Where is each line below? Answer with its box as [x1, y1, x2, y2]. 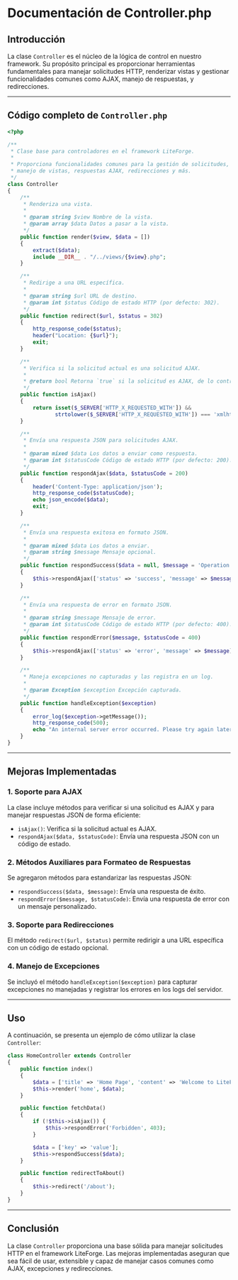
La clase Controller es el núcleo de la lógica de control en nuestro [7, 52, 202, 60]
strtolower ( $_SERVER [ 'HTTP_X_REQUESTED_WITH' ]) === [55, 410, 211, 418]
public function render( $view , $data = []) [20, 233, 151, 241]
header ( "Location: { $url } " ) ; [33, 332, 119, 339]
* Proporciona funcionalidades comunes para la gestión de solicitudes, [10, 161, 230, 168]
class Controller [7, 180, 59, 187]
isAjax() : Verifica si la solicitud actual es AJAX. [17, 824, 157, 833]
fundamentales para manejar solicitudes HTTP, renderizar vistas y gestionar [7, 67, 229, 75]
